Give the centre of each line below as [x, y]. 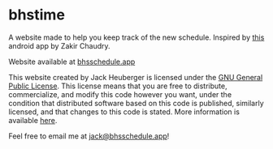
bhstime [37, 15]
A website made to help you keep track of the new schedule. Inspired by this [136, 37]
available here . [33, 120]
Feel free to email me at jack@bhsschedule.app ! [89, 136]
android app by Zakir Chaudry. [60, 45]
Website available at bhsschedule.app [72, 62]
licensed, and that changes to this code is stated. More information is [124, 112]
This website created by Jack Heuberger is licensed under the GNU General [136, 77]
